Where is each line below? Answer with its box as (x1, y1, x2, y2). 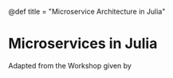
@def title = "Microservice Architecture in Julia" (8, 7, 166, 16)
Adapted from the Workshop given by (8, 60, 132, 70)
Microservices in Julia (8, 35, 158, 53)
